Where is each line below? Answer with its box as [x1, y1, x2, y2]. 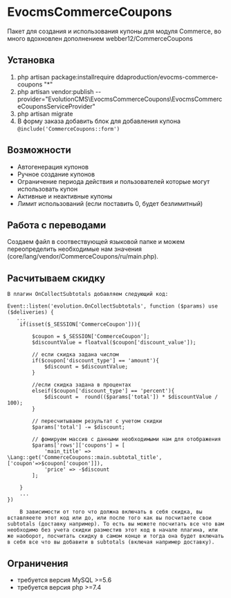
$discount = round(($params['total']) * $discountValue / [44, 393, 218, 401]
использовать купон [17, 185, 78, 193]
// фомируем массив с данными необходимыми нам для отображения [32, 436, 221, 443]
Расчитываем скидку [7, 272, 106, 284]
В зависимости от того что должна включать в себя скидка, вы [19, 509, 203, 516]
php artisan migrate [17, 109, 73, 118]
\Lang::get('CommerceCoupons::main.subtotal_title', [7, 454, 163, 461]
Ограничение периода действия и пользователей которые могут [17, 177, 210, 185]
